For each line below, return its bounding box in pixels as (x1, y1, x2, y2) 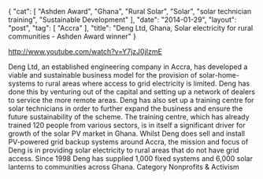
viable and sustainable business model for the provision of (8, 71, 198, 79)
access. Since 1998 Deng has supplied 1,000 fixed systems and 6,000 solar (8, 154, 254, 163)
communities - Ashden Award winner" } (8, 31, 136, 41)
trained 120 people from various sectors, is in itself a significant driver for (8, 121, 246, 130)
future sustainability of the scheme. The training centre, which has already (8, 112, 250, 121)
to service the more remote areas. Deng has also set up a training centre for (8, 96, 254, 104)
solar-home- (198, 71, 240, 79)
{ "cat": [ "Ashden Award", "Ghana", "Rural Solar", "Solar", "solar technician (8, 7, 252, 16)
